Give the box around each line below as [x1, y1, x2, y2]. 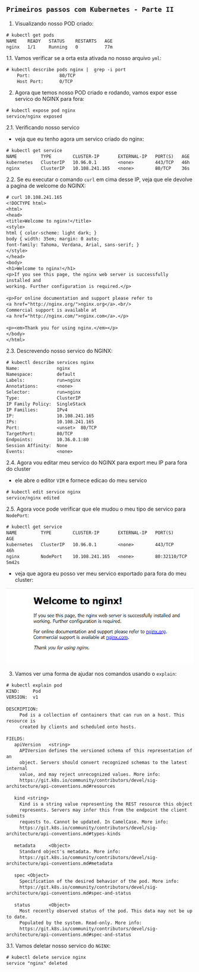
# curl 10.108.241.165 [6, 194, 62, 200]
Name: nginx [6, 365, 70, 371]
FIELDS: [6, 736, 26, 742]
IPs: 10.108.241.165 [6, 419, 94, 425]
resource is [6, 718, 36, 724]
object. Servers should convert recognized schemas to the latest [19, 759, 187, 765]
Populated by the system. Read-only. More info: [19, 920, 143, 926]
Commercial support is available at [6, 307, 97, 313]
